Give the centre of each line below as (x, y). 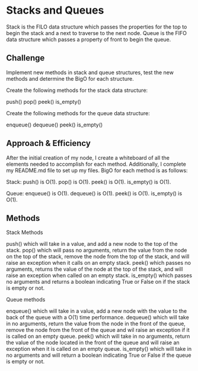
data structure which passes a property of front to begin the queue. (89, 39)
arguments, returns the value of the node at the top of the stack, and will (95, 269)
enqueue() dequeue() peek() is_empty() (55, 125)
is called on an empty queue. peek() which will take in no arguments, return (98, 337)
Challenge (25, 58)
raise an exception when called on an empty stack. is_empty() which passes (99, 275)
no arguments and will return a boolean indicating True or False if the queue (99, 355)
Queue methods (26, 300)
